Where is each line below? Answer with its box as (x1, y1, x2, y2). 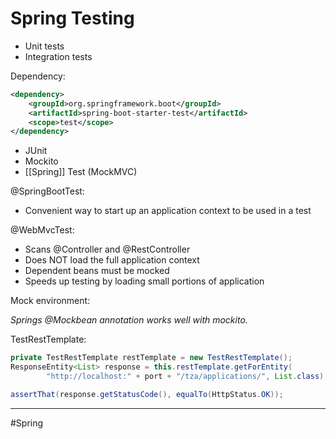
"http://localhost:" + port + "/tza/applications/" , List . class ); (46, 372, 329, 382)
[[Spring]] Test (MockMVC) (24, 166, 138, 178)
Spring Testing (10, 7, 135, 30)
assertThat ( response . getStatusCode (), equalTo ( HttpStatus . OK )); (10, 389, 284, 399)
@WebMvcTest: (10, 224, 75, 236)
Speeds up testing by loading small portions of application (24, 275, 265, 287)
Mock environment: (10, 295, 91, 307)
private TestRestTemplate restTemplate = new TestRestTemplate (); (10, 353, 293, 363)
